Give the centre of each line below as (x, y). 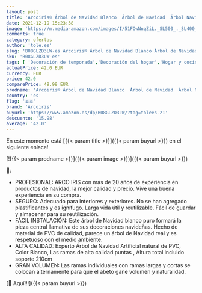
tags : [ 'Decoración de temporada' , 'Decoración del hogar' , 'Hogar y (94, 62)
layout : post (23, 12)
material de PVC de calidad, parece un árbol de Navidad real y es (96, 233)
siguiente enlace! (27, 147)
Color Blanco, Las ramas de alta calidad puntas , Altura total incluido (99, 253)
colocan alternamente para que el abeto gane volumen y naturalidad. (100, 272)
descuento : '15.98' (31, 118)
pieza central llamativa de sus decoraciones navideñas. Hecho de (96, 227)
